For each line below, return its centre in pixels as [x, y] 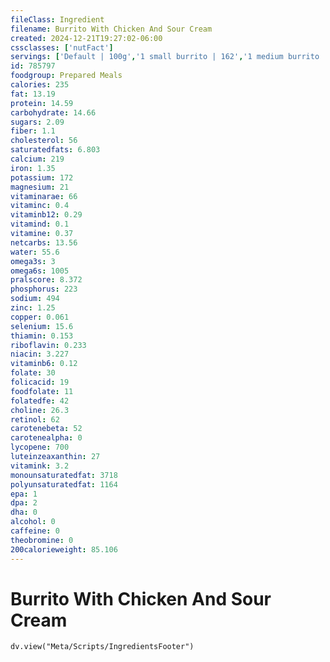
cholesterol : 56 [44, 141]
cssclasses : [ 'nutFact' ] [62, 47]
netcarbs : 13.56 [44, 242]
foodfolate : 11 [42, 391]
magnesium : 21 [40, 187]
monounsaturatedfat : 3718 [64, 475]
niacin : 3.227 [40, 354]
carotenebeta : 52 [46, 429]
